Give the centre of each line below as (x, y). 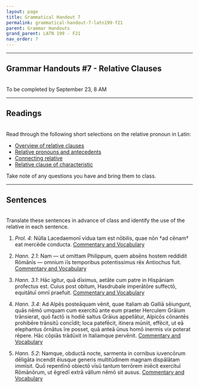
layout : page (22, 12)
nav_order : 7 (22, 39)
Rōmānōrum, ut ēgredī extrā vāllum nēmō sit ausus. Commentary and (99, 372)
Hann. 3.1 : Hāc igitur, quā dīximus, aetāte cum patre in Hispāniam (94, 280)
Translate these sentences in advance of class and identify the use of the (96, 220)
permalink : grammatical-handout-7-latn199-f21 (65, 23)
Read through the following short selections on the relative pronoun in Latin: (99, 134)
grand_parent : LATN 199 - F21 (44, 34)
